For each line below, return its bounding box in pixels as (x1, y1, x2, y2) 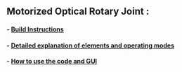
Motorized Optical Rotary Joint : (6, 6, 150, 17)
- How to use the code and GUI (6, 57, 98, 66)
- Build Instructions (6, 24, 64, 34)
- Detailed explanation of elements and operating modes (6, 41, 175, 50)
